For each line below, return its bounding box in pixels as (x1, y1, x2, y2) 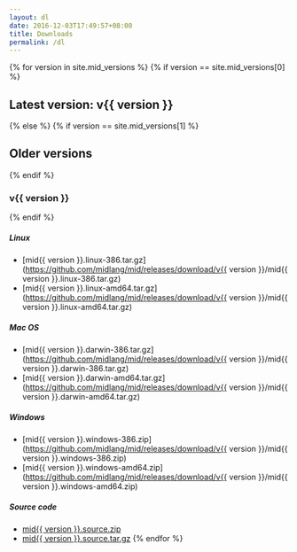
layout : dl (9, 12, 50, 22)
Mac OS (9, 322, 40, 332)
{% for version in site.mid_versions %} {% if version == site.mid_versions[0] (9, 62, 285, 73)
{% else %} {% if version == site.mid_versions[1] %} (9, 121, 199, 131)
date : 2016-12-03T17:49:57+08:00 (9, 21, 133, 30)
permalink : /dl (9, 37, 66, 47)
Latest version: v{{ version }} (9, 97, 174, 112)
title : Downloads (9, 29, 74, 38)
